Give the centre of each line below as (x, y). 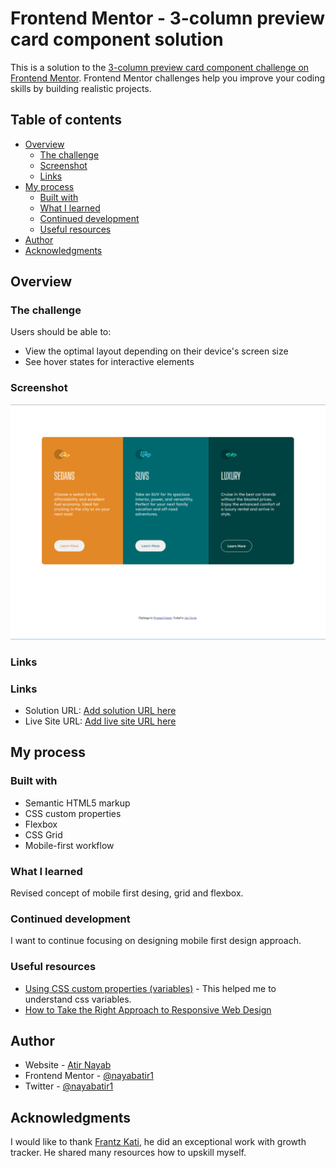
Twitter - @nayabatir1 (69, 1086)
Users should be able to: (61, 332)
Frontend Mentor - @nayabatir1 (89, 1076)
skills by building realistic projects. (81, 88)
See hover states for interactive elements (109, 362)
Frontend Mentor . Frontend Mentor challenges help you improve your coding (168, 78)
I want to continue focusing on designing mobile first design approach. (156, 941)
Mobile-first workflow (69, 845)
